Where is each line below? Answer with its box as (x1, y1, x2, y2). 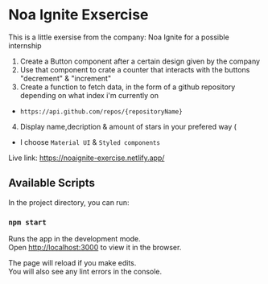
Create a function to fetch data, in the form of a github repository (19, 82, 236, 92)
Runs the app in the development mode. (8, 234, 141, 244)
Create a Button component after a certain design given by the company (19, 56, 260, 66)
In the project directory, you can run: (8, 197, 130, 207)
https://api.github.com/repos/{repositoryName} (19, 107, 183, 116)
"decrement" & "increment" (19, 73, 111, 83)
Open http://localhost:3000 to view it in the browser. (8, 243, 182, 253)
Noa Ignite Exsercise (8, 6, 149, 24)
